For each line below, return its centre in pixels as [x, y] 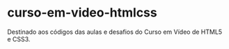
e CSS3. [19, 39]
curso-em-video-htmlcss [82, 13]
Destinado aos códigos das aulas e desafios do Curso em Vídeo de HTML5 [115, 32]
